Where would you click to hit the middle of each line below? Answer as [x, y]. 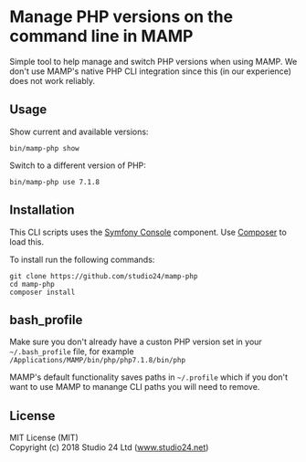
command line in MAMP [101, 36]
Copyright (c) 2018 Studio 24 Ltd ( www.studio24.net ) [109, 447]
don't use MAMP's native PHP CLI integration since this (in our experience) [151, 71]
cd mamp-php [32, 284]
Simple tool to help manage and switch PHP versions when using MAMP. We [153, 61]
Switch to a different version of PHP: [78, 165]
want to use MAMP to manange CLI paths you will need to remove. [135, 387]
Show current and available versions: [79, 131]
